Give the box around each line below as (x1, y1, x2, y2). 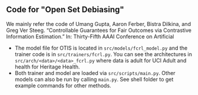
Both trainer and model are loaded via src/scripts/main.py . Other (14, 69, 176, 76)
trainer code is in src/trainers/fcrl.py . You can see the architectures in (14, 50, 193, 58)
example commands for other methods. (14, 82, 111, 89)
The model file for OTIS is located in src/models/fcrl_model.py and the (14, 44, 188, 51)
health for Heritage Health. (14, 63, 80, 70)
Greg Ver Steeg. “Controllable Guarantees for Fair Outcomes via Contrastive (6, 27, 191, 34)
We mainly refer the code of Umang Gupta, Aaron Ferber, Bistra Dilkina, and (6, 20, 191, 27)
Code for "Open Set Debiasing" (6, 5, 124, 15)
